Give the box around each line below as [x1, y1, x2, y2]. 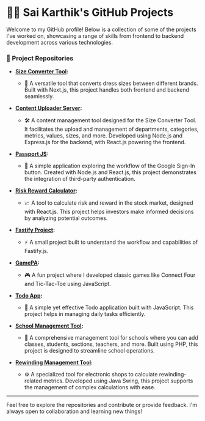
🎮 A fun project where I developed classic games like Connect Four [24, 271, 196, 279]
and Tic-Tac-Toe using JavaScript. [24, 280, 111, 288]
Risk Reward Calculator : [15, 187, 77, 194]
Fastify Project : [15, 226, 56, 234]
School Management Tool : [15, 322, 84, 329]
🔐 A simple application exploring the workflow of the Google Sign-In [24, 162, 195, 170]
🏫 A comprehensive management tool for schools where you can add [24, 334, 198, 342]
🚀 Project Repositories [6, 54, 74, 62]
